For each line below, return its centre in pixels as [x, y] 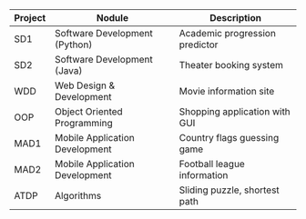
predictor [199, 45]
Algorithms [78, 196]
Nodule [112, 18]
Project [30, 18]
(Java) [68, 70]
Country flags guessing [229, 138]
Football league [212, 164]
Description [235, 18]
